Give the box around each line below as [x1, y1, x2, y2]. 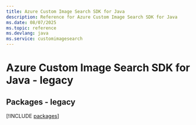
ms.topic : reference [6, 25, 57, 31]
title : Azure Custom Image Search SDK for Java [6, 8, 125, 15]
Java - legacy [6, 74, 74, 87]
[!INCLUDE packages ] [6, 113, 59, 119]
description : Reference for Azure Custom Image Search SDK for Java [6, 14, 178, 20]
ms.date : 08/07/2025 [6, 19, 57, 25]
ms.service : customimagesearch [6, 36, 83, 42]
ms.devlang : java [6, 31, 49, 36]
